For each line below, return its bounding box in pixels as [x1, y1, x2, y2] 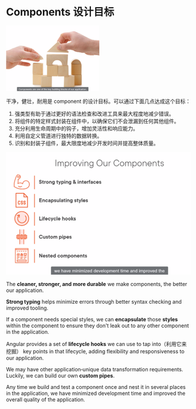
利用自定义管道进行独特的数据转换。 [14, 132, 103, 139]
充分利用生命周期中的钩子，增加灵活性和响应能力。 [14, 125, 138, 132]
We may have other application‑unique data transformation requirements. [6, 365, 184, 373]
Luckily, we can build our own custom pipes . [6, 372, 115, 379]
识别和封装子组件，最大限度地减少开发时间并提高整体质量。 [14, 139, 159, 147]
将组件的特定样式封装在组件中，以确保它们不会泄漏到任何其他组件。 [14, 117, 180, 124]
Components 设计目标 [6, 5, 114, 19]
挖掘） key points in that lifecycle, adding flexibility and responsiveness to [6, 348, 185, 355]
